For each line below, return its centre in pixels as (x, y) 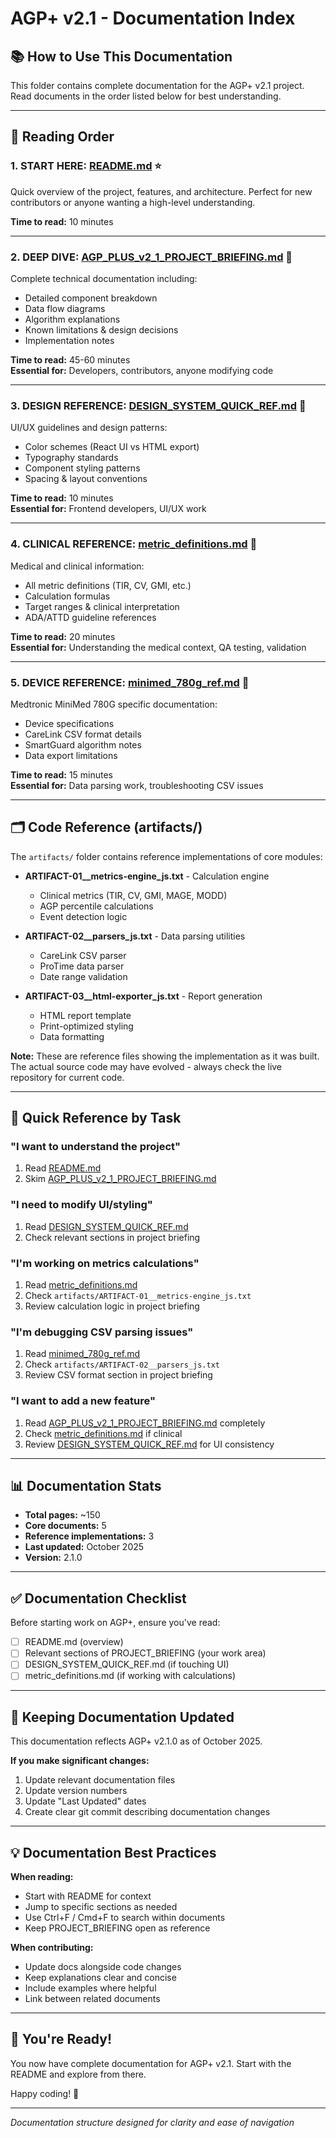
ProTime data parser (82, 966)
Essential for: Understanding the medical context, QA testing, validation (158, 647)
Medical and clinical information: (77, 566)
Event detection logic (83, 916)
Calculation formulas (67, 596)
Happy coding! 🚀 (45, 2093)
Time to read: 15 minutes (62, 774)
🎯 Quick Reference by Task (96, 1118)
